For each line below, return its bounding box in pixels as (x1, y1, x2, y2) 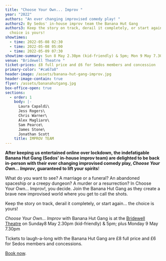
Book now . (5, 251, 27, 257)
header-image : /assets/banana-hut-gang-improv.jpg (5, 72, 112, 77)
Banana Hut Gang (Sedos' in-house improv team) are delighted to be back (5, 155, 160, 161)
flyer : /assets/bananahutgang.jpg (5, 81, 77, 86)
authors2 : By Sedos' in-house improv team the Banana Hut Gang (5, 21, 138, 26)
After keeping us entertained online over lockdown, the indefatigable (5, 150, 150, 156)
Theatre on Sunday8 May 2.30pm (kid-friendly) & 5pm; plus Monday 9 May (5, 221, 159, 227)
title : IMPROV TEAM (14, 136, 54, 141)
